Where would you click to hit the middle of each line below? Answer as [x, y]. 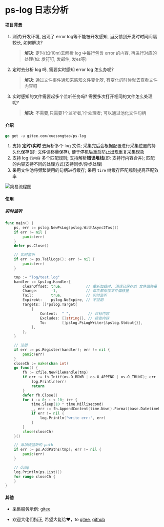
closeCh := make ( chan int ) [41, 363]
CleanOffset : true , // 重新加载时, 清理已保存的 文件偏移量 [90, 286]
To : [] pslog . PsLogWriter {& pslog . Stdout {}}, [91, 323]
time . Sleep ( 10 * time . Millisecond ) [67, 404]
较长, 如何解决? [27, 43]
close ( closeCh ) [38, 432]
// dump [21, 467]
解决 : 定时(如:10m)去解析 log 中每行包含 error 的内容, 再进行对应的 [91, 53]
